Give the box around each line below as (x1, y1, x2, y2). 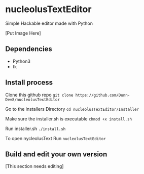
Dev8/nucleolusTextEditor (5, 97, 60, 102)
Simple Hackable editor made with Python (5, 20, 93, 26)
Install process (5, 78, 53, 87)
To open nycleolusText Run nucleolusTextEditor (5, 135, 106, 141)
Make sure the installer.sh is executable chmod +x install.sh (5, 115, 132, 122)
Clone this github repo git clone (5, 92, 74, 98)
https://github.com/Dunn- (75, 93, 130, 98)
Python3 (12, 58, 30, 64)
